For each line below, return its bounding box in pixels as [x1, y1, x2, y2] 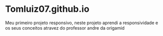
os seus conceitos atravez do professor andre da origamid [5, 25, 125, 31]
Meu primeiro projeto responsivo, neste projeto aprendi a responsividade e [5, 20, 158, 26]
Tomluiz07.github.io [5, 3, 89, 15]
